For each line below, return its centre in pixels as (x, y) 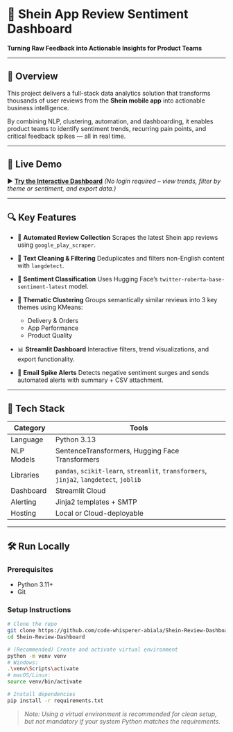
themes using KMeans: (50, 307)
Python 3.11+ (35, 584)
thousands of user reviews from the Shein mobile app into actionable (106, 101)
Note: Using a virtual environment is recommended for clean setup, (120, 714)
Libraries (25, 476)
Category (29, 428)
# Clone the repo (32, 624)
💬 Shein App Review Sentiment (98, 14)
